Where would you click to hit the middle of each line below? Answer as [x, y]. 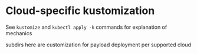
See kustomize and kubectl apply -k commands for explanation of [86, 27]
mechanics [19, 33]
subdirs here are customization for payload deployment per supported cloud [98, 45]
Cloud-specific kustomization [80, 11]
